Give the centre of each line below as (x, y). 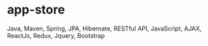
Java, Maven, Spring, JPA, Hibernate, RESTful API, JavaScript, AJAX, (104, 28)
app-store (36, 10)
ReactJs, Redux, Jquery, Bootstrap (56, 35)
